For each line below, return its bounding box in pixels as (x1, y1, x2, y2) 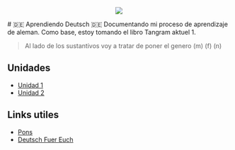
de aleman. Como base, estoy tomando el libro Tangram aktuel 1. (7, 28, 196, 36)
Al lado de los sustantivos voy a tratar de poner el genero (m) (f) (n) (24, 42, 222, 50)
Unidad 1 (17, 81, 44, 89)
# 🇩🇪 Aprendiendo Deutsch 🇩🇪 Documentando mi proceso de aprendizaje (7, 20, 229, 28)
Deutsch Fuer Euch (17, 135, 74, 144)
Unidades (7, 62, 51, 74)
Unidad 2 (17, 88, 45, 97)
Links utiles (7, 109, 59, 121)
